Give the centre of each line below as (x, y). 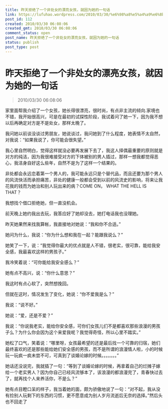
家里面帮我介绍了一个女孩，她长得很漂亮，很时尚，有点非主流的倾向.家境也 (82, 110)
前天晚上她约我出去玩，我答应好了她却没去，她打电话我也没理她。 (73, 213)
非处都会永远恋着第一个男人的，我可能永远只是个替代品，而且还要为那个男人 (84, 173)
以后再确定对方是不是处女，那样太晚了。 (47, 122)
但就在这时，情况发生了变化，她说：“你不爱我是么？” (60, 294)
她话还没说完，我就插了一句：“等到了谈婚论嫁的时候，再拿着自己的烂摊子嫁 (83, 366)
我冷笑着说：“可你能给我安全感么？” (42, 262)
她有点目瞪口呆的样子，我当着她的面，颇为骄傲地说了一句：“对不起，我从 (81, 389)
